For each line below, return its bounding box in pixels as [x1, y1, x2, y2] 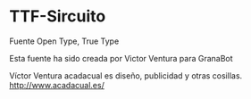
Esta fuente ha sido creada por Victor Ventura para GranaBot [9, 53, 234, 63]
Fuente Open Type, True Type [9, 36, 120, 46]
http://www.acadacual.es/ [9, 79, 105, 90]
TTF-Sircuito [9, 6, 106, 27]
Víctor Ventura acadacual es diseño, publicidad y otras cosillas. [9, 70, 243, 81]
